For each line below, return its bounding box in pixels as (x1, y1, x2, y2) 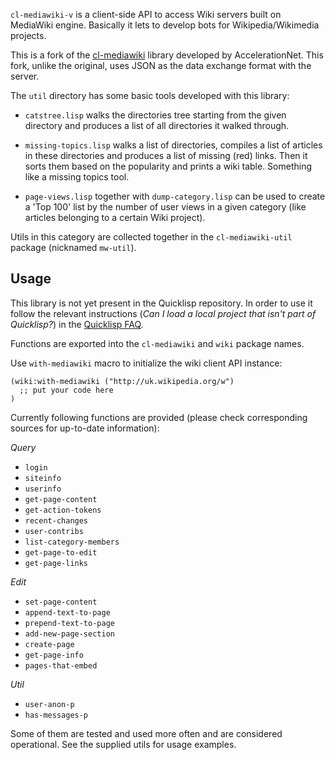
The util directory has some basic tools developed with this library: (10, 90, 290, 101)
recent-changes (24, 515, 89, 526)
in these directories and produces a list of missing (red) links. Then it (24, 150, 308, 161)
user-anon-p (24, 699, 75, 709)
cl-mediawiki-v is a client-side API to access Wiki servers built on (10, 9, 282, 20)
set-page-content (24, 597, 98, 607)
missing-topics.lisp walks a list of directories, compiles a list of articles (24, 139, 323, 151)
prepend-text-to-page (24, 618, 115, 628)
